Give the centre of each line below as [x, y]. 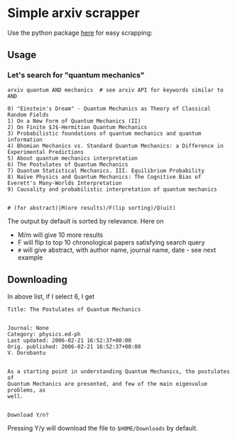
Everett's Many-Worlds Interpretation [65, 183]
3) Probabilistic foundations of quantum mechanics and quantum [104, 133]
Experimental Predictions [45, 152]
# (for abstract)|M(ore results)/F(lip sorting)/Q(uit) [92, 208]
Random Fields [28, 115]
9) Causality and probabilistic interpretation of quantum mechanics [112, 189]
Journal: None [28, 328]
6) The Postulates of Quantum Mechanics [68, 165]
